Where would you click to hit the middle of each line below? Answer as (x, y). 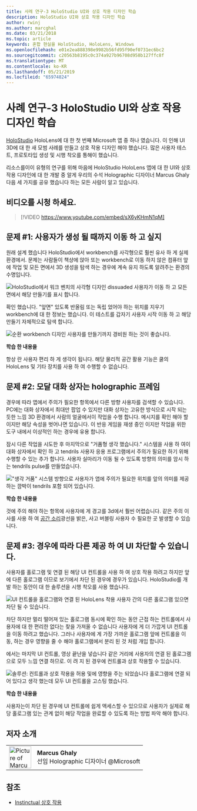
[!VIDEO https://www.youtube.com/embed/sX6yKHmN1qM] (92, 217)
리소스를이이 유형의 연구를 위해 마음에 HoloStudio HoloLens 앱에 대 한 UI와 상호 (98, 168)
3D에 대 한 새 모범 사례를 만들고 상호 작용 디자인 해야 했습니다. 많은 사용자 (91, 148)
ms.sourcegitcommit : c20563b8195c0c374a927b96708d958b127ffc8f (85, 55)
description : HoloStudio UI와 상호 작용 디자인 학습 (66, 17)
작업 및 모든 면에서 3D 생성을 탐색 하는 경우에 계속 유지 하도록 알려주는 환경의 (101, 267)
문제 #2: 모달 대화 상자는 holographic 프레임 (83, 387)
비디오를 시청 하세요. (41, 203)
